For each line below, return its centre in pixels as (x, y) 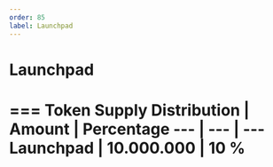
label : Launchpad (41, 26)
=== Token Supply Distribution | (129, 110)
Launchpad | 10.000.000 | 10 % (127, 148)
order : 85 (27, 17)
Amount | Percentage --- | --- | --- (137, 129)
